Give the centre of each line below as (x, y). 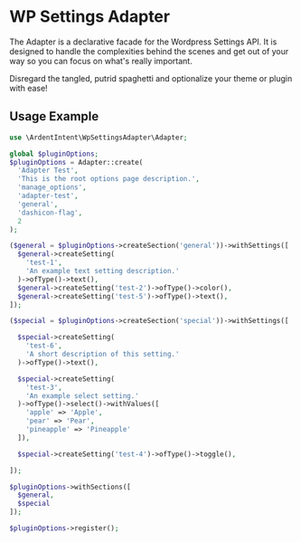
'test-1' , (44, 263)
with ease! (28, 88)
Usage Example (54, 116)
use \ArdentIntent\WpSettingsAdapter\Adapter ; (99, 138)
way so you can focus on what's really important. (101, 61)
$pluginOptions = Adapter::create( (76, 162)
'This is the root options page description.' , (109, 179)
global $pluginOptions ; (54, 154)
